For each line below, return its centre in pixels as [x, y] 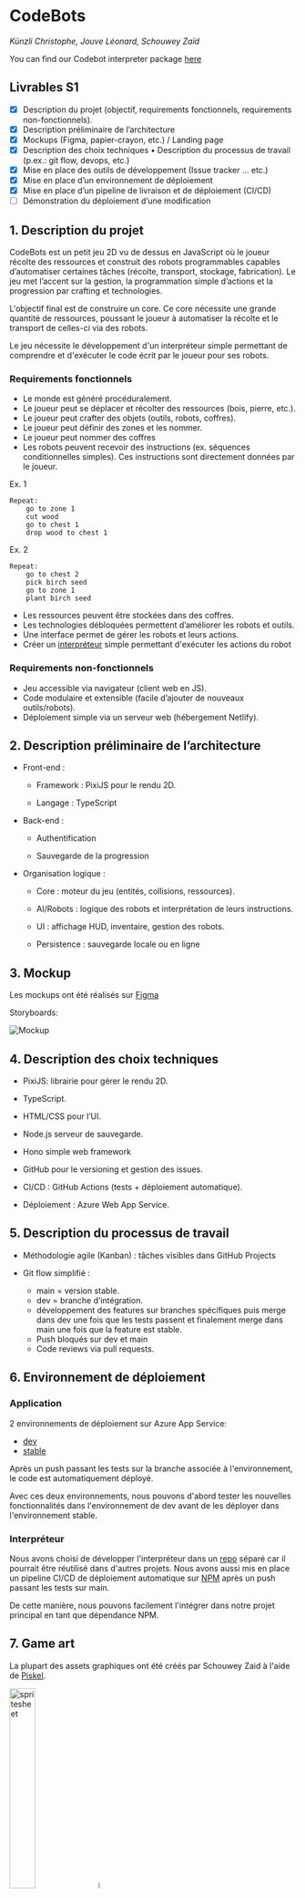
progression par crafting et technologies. [86, 291]
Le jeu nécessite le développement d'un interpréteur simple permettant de [149, 346]
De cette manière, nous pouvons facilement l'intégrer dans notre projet [142, 1605]
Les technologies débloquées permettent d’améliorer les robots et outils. [158, 625]
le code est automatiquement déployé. [81, 1478]
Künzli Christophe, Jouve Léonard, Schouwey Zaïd [105, 41]
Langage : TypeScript [76, 803]
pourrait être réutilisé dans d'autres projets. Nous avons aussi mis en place [150, 1568]
